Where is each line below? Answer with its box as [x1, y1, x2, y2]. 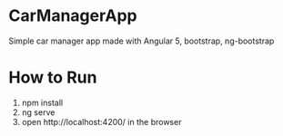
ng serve [21, 106, 56, 118]
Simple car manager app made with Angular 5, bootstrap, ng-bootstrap [8, 35, 275, 46]
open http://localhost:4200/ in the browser [21, 116, 182, 127]
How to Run [8, 67, 97, 88]
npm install [21, 97, 64, 108]
